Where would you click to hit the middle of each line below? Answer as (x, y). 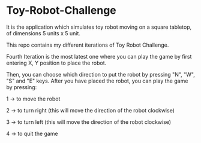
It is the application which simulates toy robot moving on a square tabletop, (99, 27)
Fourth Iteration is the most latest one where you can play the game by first (99, 56)
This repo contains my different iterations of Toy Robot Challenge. (88, 45)
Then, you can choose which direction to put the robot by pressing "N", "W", (100, 74)
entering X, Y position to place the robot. (56, 63)
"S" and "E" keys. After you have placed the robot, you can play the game (97, 81)
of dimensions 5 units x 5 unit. (43, 33)
